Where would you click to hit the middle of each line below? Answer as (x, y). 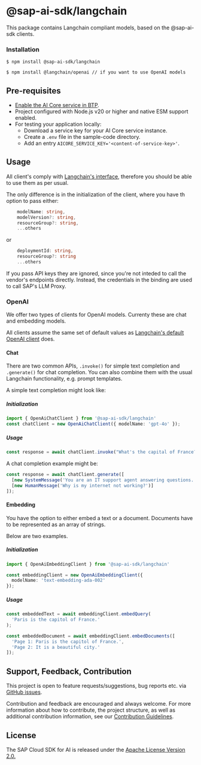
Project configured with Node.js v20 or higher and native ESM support (101, 111)
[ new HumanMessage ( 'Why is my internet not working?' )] (83, 485)
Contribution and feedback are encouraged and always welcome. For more (99, 704)
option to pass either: (32, 201)
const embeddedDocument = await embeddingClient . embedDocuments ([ (91, 636)
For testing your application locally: (58, 125)
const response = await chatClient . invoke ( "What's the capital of (91, 452)
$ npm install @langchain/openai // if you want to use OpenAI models (96, 72)
